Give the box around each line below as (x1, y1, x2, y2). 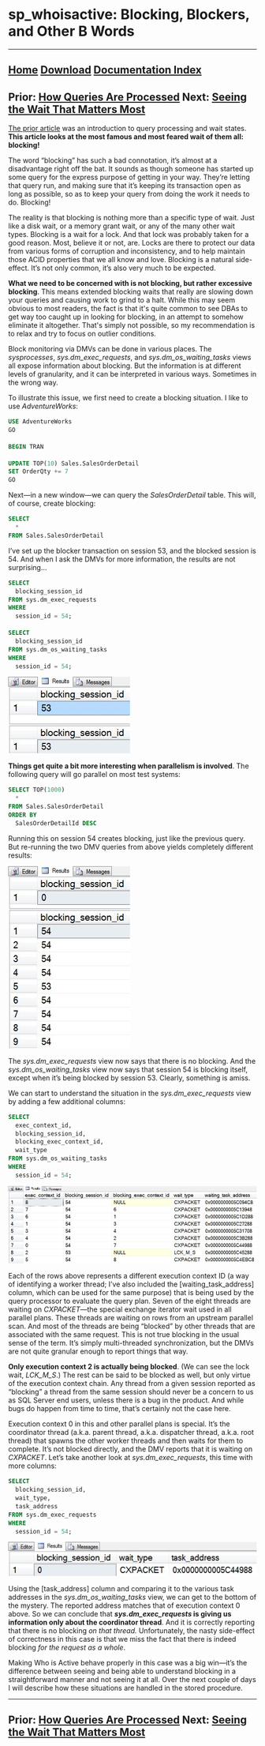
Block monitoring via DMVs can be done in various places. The (8, 344, 212, 354)
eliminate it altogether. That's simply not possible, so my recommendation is (8, 321, 256, 330)
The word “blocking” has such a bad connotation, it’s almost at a (8, 156, 218, 165)
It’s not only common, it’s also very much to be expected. (31, 263, 216, 273)
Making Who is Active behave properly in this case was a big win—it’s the (8, 1658, 248, 1667)
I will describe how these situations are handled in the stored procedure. (8, 1683, 243, 1692)
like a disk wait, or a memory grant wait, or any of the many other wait (8, 221, 235, 231)
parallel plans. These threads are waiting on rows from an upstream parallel (8, 1313, 254, 1323)
